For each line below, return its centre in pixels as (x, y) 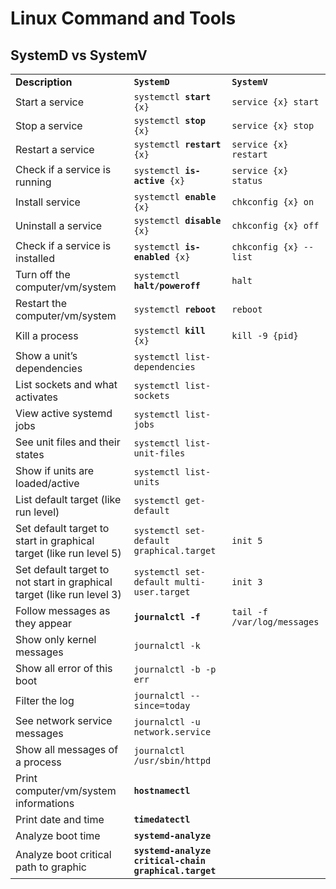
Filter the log (45, 700)
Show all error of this (64, 668)
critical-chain (169, 860)
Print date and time (60, 819)
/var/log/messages (275, 622)
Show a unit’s (46, 355)
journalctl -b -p (175, 669)
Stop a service (49, 125)
